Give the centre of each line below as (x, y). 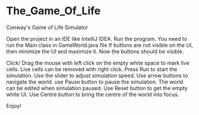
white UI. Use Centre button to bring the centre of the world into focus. (93, 94)
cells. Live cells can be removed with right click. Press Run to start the (92, 69)
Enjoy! (14, 106)
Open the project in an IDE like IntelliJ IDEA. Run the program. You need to (97, 39)
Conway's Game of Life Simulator (47, 27)
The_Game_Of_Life (53, 11)
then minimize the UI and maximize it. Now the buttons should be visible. (95, 51)
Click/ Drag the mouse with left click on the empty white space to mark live (98, 63)
